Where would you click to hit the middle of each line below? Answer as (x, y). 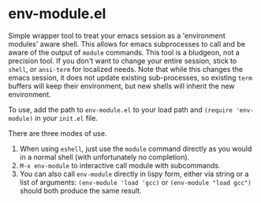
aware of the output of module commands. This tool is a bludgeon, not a (124, 52)
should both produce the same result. (80, 190)
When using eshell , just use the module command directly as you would (136, 148)
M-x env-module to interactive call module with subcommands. (120, 165)
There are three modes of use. (58, 133)
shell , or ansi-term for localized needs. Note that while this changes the (125, 69)
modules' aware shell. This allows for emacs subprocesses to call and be (127, 43)
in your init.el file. (67, 118)
